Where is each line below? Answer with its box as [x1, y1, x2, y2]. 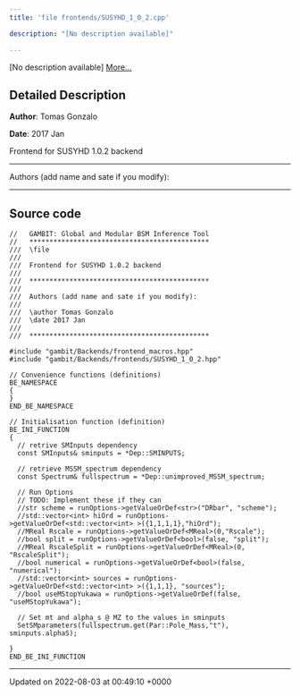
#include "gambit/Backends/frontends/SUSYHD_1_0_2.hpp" [9, 355, 221, 364]
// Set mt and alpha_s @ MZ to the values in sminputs [17, 614, 226, 623]
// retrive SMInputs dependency [17, 441, 138, 450]
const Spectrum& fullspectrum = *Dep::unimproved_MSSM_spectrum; [17, 472, 266, 481]
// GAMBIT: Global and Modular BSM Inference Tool [9, 230, 210, 239]
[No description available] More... [9, 62, 132, 72]
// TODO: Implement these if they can [17, 496, 162, 505]
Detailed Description [9, 87, 127, 103]
